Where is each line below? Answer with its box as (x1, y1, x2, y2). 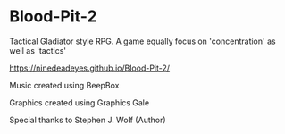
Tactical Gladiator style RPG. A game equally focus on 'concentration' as (9, 36, 276, 46)
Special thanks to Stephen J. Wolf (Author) (9, 114, 167, 125)
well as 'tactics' (9, 45, 67, 55)
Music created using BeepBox (9, 80, 120, 90)
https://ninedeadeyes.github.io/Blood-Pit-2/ (9, 63, 171, 73)
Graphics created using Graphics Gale (9, 96, 150, 108)
